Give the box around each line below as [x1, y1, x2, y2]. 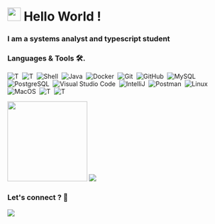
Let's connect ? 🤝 [7, 193, 69, 203]
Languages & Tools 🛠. [7, 53, 86, 63]
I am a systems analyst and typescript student [7, 34, 170, 44]
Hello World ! [23, 9, 101, 25]
